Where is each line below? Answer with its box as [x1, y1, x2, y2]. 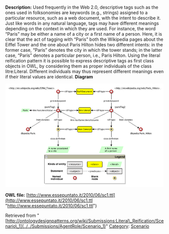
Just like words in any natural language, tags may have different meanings [5, 20, 159, 26]
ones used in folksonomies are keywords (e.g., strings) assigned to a [5, 10, 148, 16]
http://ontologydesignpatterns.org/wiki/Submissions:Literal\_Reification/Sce [7, 218, 164, 224]
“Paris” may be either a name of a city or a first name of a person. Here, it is [5, 31, 162, 37]
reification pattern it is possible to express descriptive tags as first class [5, 58, 154, 63]
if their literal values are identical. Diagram [5, 74, 93, 80]
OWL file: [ [5, 192, 28, 198]
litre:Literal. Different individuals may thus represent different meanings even [5, 68, 164, 74]
